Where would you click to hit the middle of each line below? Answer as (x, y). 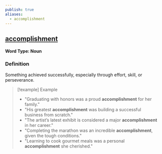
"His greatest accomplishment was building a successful (83, 109)
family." (32, 104)
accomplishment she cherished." (59, 146)
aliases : (14, 14)
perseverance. (20, 80)
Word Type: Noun (23, 51)
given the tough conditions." (53, 135)
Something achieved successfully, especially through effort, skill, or (74, 75)
